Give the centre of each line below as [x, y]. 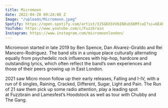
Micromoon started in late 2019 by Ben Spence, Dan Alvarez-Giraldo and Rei [84, 47]
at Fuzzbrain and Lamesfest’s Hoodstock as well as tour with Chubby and [81, 94]
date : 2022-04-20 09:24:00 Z [35, 15]
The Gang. [16, 100]
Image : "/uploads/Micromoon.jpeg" [41, 19]
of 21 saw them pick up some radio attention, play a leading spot [71, 89]
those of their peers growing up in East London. [54, 69]
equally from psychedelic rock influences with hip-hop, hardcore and [76, 58]
